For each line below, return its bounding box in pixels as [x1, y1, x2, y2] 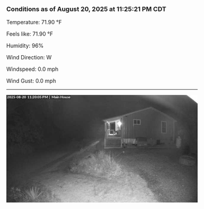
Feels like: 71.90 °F [6, 30, 53, 38]
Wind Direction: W [6, 54, 52, 61]
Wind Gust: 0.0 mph [6, 78, 56, 85]
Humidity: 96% [6, 42, 44, 50]
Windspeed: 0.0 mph [6, 65, 59, 73]
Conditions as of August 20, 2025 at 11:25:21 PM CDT [6, 5, 167, 13]
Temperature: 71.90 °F [6, 19, 62, 26]
